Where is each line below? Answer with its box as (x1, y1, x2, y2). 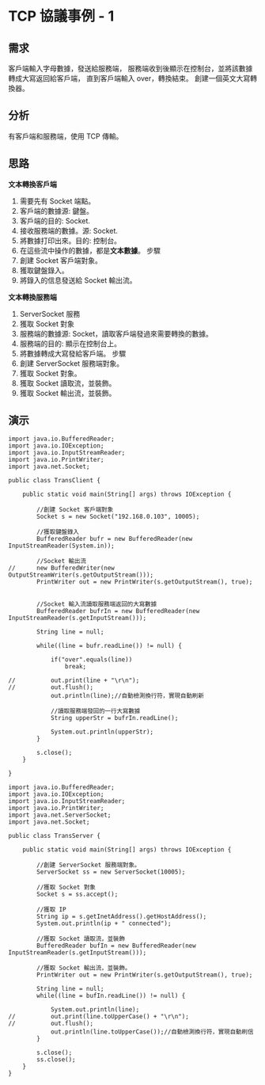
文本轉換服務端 (8, 292, 57, 302)
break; (64, 663, 87, 671)
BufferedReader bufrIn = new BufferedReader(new (36, 607, 200, 615)
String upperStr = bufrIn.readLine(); (50, 714, 179, 722)
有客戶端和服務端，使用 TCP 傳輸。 (8, 131, 123, 141)
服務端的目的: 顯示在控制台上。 (19, 338, 121, 348)
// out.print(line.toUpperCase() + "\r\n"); (8, 1013, 190, 1021)
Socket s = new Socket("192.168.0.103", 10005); (36, 512, 200, 521)
